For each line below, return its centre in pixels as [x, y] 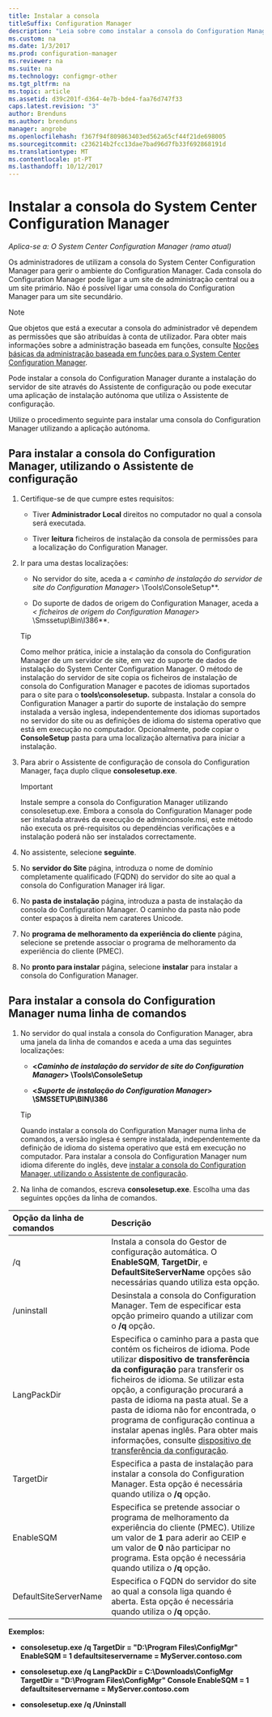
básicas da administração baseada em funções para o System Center [125, 354]
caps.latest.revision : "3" [54, 106]
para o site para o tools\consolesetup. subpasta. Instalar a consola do [138, 695]
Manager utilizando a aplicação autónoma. [79, 428]
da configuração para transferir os [178, 1369]
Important [36, 786]
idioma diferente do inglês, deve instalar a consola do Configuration [133, 1165]
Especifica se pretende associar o [176, 1507]
